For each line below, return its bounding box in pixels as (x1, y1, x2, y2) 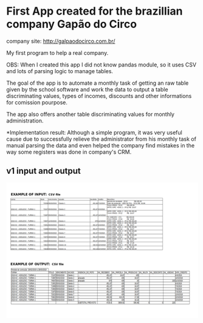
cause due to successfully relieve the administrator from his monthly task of (6, 135, 196, 143)
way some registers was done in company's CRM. (6, 148, 132, 155)
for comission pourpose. (6, 99, 68, 106)
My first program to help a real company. (6, 49, 109, 56)
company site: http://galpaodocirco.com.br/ (6, 37, 115, 44)
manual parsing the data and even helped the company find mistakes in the (6, 141, 195, 149)
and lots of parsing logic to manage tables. (6, 67, 114, 74)
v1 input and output (6, 166, 81, 176)
